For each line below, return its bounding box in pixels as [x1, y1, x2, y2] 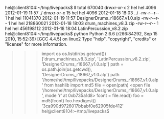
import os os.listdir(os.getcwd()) [41, 51, 107, 57]
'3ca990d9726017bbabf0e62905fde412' [41, 103, 124, 109]
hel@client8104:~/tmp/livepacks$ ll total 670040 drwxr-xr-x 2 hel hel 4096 [5, 5, 157, 10]
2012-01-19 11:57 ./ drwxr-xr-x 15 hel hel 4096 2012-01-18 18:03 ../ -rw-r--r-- [5, 10, 160, 16]
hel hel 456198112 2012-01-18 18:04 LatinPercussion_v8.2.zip [5, 26, 128, 31]
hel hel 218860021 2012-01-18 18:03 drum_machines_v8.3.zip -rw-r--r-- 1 [11, 20, 159, 26]
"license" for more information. [5, 41, 68, 47]
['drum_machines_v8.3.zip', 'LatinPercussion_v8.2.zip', [41, 56, 151, 61]
